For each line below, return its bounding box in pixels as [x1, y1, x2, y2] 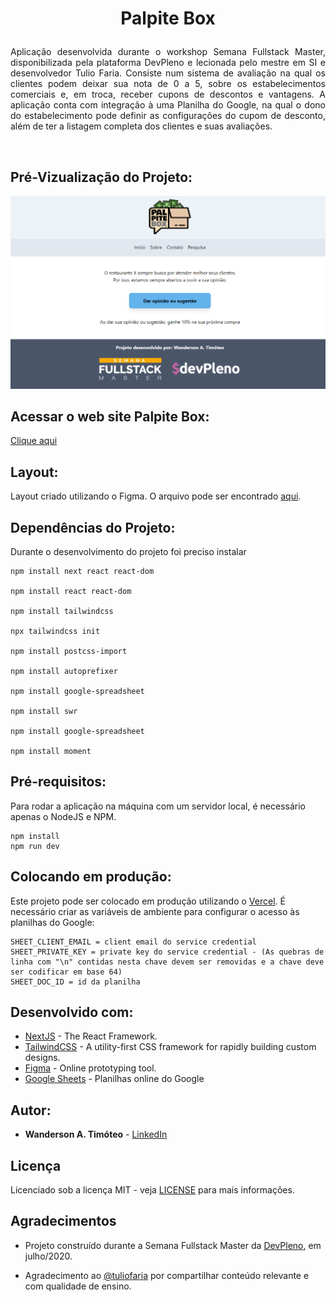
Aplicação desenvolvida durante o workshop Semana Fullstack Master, [10, 46, 326, 58]
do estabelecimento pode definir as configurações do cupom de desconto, [10, 110, 326, 122]
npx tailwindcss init [10, 627, 101, 637]
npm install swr [10, 707, 78, 717]
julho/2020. [24, 1250, 73, 1262]
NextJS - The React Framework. [24, 1030, 158, 1042]
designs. [24, 1052, 61, 1064]
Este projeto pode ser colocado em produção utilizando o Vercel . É [10, 895, 286, 907]
